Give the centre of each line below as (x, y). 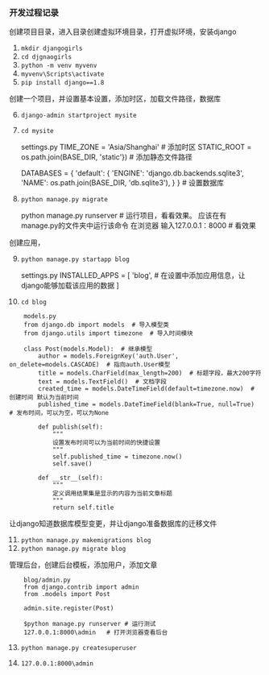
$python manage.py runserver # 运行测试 (90, 624)
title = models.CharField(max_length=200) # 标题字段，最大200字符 (150, 373)
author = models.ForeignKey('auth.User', (109, 356)
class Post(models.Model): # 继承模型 (88, 349)
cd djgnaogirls (46, 57)
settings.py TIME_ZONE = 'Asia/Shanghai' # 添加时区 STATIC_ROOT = (136, 147)
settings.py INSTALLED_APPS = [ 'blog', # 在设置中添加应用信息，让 (133, 275)
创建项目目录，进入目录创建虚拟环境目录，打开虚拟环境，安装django (123, 32)
